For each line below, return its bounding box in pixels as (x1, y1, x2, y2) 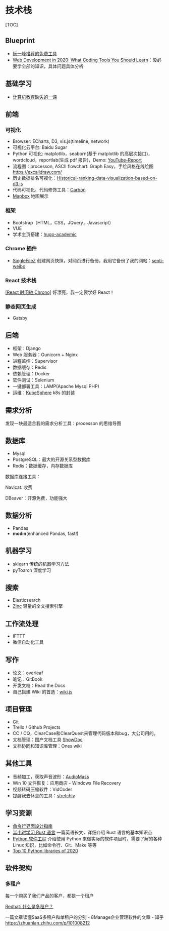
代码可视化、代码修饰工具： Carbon (12, 187, 86, 193)
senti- (151, 257, 164, 263)
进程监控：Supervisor (12, 358, 58, 364)
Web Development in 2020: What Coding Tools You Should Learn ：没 (12, 57, 157, 63)
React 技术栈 (5, 277, 37, 284)
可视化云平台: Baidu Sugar (12, 144, 67, 150)
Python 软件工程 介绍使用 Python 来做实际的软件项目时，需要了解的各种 (12, 836, 162, 842)
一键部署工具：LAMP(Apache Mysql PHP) (12, 383, 99, 390)
